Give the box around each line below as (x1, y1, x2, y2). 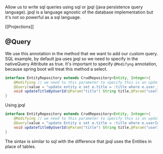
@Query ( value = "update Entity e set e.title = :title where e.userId (14, 121, 160, 125)
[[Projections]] (5, 24, 34, 30)
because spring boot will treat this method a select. (5, 66, 108, 72)
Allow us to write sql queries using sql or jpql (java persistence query (5, 4, 143, 10)
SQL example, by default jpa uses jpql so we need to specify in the (5, 56, 138, 62)
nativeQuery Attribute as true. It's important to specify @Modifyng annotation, (5, 61, 158, 67)
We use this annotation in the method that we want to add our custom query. (5, 50, 158, 56)
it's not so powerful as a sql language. (5, 15, 81, 20)
